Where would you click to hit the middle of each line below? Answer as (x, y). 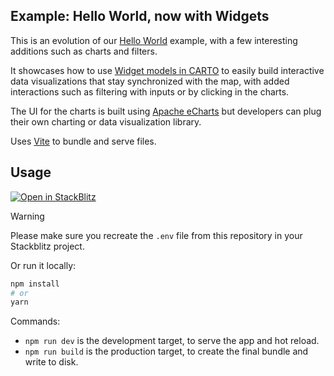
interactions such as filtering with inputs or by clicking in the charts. (150, 91)
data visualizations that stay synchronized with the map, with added (150, 81)
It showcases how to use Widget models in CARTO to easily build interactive (167, 70)
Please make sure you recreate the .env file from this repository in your (156, 235)
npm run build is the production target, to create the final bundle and (166, 351)
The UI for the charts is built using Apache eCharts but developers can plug (166, 111)
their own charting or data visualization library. (106, 121)
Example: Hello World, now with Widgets (140, 16)
